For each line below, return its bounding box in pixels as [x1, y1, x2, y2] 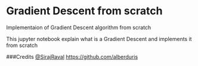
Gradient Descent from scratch [6, 4, 163, 18]
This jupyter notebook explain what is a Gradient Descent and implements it [6, 35, 192, 42]
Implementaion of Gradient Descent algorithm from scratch [6, 24, 151, 31]
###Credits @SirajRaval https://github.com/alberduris [6, 53, 138, 60]
